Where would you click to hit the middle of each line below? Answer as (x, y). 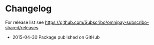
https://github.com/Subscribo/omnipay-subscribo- (97, 22)
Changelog (28, 9)
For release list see (24, 22)
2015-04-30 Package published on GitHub (56, 37)
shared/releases (22, 27)
